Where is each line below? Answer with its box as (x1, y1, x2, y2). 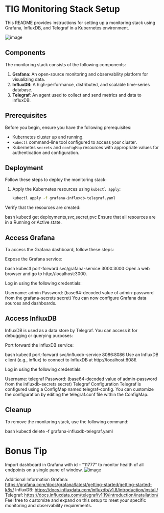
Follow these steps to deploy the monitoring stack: (5, 177, 107, 182)
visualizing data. (12, 76, 46, 82)
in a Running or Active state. (5, 219, 62, 225)
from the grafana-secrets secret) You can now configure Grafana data (5, 295, 147, 301)
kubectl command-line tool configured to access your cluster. (12, 139, 137, 145)
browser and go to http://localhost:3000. (5, 271, 87, 277)
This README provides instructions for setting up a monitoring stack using (5, 20, 156, 26)
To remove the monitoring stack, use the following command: (5, 418, 129, 425)
